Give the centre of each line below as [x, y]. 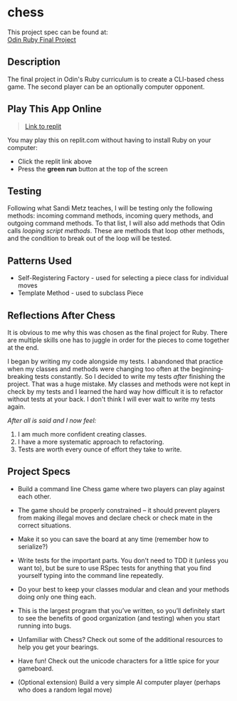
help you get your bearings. [58, 647]
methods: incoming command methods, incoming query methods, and [110, 216]
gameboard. [36, 668]
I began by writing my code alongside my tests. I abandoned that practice [115, 361]
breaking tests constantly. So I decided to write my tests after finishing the [116, 376]
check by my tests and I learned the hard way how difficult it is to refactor [115, 391]
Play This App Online [54, 109]
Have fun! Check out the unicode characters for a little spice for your [118, 660]
